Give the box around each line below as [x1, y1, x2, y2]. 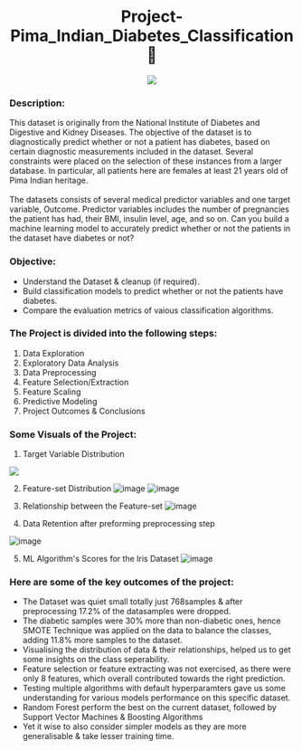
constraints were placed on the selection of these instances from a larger [9, 156, 282, 166]
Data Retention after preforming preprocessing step [22, 518, 215, 529]
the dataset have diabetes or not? [9, 233, 135, 243]
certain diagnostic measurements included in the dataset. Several [9, 147, 254, 157]
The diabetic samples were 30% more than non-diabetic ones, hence [22, 615, 281, 626]
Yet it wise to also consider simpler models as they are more [22, 721, 247, 732]
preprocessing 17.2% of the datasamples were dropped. [22, 606, 231, 617]
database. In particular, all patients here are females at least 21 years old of [9, 166, 289, 176]
